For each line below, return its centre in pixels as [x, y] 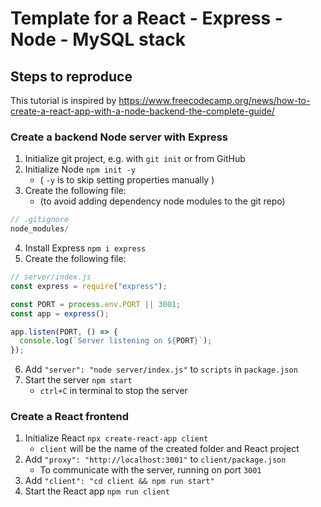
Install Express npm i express [85, 248]
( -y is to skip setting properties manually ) [127, 180]
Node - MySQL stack [98, 39]
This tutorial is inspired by [63, 100]
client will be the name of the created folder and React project [169, 449]
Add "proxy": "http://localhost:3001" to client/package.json [155, 459]
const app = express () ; [60, 313]
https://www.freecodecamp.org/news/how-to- [214, 100]
